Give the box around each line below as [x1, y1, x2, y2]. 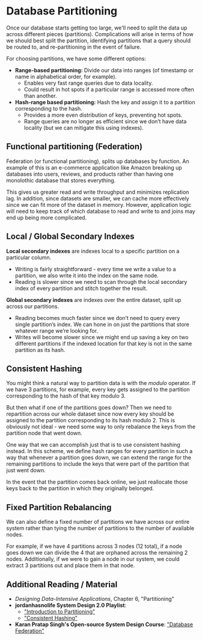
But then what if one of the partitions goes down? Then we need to [6, 404, 172, 411]
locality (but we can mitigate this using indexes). [23, 124, 144, 131]
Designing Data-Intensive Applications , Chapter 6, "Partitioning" [14, 595, 174, 602]
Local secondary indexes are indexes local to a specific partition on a [6, 247, 180, 254]
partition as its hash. [14, 346, 66, 353]
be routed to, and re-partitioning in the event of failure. [6, 43, 142, 51]
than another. [23, 92, 57, 99]
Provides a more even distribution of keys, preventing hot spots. [23, 111, 183, 118]
